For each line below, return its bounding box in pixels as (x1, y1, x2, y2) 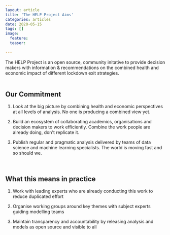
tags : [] (5, 26, 24, 31)
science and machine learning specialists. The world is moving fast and (12, 145, 162, 151)
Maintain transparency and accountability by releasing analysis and (12, 219, 154, 225)
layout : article (5, 7, 40, 13)
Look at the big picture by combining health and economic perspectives (12, 104, 163, 110)
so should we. (12, 150, 42, 156)
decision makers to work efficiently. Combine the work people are (12, 124, 151, 130)
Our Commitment (5, 90, 61, 99)
